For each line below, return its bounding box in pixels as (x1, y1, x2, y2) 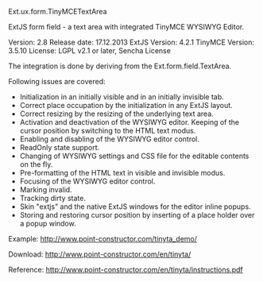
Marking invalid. (19, 185, 73, 194)
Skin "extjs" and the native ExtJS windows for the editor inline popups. (19, 202, 252, 211)
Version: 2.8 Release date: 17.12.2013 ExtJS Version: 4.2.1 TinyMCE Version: (8, 37, 255, 47)
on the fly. (19, 160, 53, 169)
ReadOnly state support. (19, 143, 100, 152)
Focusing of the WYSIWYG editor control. (19, 176, 156, 186)
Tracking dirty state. (19, 194, 86, 203)
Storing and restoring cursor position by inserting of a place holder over (19, 211, 255, 219)
